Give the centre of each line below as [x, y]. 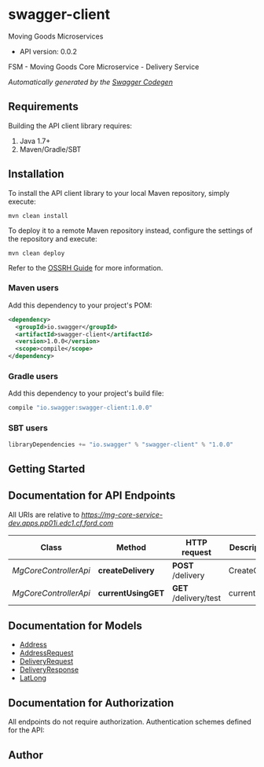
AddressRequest [46, 653]
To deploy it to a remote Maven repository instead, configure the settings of [130, 230]
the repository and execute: [53, 238]
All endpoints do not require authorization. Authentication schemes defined [130, 722]
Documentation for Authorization [91, 703]
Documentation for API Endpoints [92, 496]
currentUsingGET [131, 593]
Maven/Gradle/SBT [50, 149]
